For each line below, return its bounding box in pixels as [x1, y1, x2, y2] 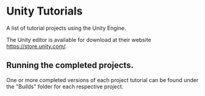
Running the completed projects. [6, 60, 134, 70]
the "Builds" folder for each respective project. [6, 83, 124, 90]
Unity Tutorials [6, 4, 83, 18]
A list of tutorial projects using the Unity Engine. [6, 24, 126, 32]
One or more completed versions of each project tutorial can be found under [6, 76, 199, 83]
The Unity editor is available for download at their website [6, 36, 151, 43]
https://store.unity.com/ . [6, 43, 67, 50]
